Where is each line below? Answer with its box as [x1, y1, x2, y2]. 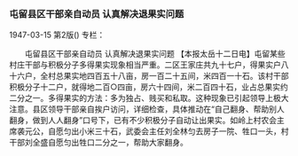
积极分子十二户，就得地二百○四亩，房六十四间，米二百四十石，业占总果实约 [9, 82, 288, 92]
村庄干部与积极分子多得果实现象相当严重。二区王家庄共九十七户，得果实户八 [9, 59, 289, 70]
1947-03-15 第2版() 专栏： [9, 29, 106, 41]
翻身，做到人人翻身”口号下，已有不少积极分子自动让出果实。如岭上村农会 [9, 115, 278, 126]
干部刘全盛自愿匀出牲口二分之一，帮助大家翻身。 [9, 137, 188, 148]
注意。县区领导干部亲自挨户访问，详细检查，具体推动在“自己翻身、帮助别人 [9, 104, 286, 114]
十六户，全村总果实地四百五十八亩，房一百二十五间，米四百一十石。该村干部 [9, 71, 289, 82]
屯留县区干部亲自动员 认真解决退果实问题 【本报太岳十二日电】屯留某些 [24, 49, 286, 59]
